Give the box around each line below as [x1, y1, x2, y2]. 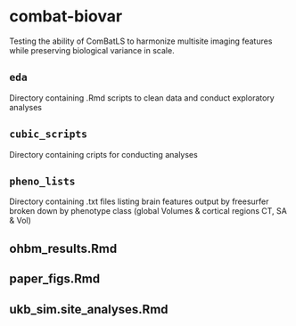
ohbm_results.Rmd [9, 240, 118, 256]
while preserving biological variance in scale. [9, 45, 176, 55]
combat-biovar [9, 6, 123, 27]
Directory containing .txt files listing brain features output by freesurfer [9, 196, 269, 207]
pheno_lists [9, 175, 76, 188]
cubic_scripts [9, 127, 87, 141]
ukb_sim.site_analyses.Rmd [9, 301, 169, 317]
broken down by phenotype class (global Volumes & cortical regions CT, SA [9, 206, 287, 216]
